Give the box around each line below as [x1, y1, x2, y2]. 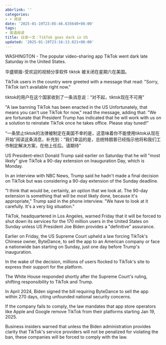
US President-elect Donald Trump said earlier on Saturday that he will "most [5, 152, 161, 158]
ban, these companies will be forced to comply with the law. [5, 334, 128, 340]
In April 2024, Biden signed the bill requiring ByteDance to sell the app [5, 288, 149, 294]
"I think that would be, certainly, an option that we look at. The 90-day [5, 187, 148, 194]
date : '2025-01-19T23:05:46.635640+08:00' [5, 21, 94, 26]
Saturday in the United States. [5, 58, 66, 65]
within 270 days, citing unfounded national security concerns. [5, 293, 131, 299]
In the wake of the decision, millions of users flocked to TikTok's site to [5, 259, 150, 265]
